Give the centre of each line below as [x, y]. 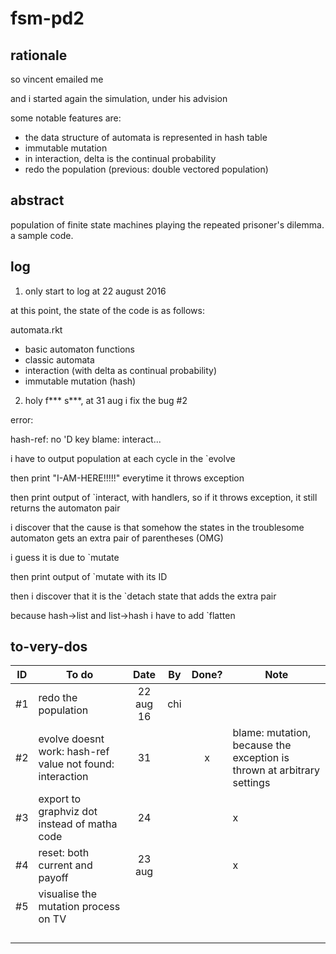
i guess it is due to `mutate [65, 557]
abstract [37, 200]
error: [22, 419]
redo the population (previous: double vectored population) [146, 169]
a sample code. [42, 235]
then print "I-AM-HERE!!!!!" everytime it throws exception [127, 478]
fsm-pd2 [47, 18]
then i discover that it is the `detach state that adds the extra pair [143, 596]
